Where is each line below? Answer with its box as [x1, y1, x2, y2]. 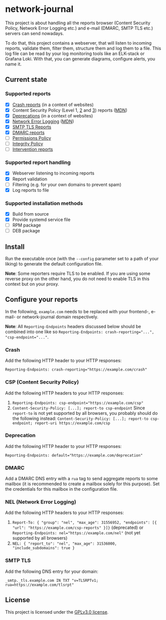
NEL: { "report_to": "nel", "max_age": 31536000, [12, 541, 117, 546]
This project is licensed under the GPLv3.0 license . [5, 609, 109, 615]
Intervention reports [12, 146, 53, 152]
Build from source [12, 211, 49, 217]
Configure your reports [5, 295, 78, 304]
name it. [5, 61, 22, 67]
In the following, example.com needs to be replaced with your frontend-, [5, 308, 150, 314]
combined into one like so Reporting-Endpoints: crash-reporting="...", [5, 329, 155, 335]
